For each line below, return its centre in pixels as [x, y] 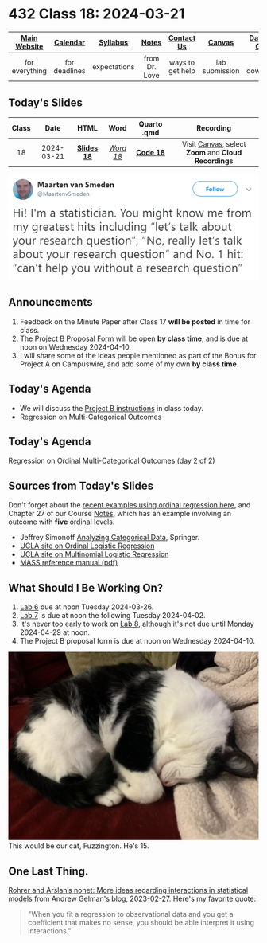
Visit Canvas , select [214, 143]
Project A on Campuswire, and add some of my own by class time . [129, 364]
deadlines [70, 71]
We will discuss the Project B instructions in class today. [112, 408]
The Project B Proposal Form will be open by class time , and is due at [134, 338]
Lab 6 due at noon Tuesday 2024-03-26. [87, 607]
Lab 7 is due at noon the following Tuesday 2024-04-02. [112, 616]
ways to [182, 63]
